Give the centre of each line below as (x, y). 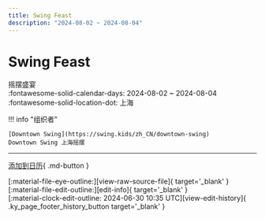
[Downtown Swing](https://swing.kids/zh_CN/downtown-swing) (109, 135)
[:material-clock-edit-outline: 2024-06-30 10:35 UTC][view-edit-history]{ (127, 199)
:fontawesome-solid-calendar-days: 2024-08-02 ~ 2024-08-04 (113, 93)
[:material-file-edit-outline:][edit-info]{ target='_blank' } (98, 190)
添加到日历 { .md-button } (49, 165)
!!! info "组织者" (33, 120)
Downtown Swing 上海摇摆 (47, 143)
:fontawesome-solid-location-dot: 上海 (71, 102)
